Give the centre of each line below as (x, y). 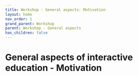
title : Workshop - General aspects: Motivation (56, 10)
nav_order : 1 (19, 19)
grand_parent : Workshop (30, 24)
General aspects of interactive (69, 57)
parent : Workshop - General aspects (43, 28)
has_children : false (27, 33)
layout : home (19, 14)
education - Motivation (54, 68)
